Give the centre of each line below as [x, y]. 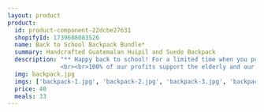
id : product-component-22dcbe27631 [73, 30]
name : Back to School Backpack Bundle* [80, 45]
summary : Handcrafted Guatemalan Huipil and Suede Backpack [115, 52]
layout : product [34, 15]
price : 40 [30, 89]
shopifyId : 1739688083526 [57, 37]
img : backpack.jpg [45, 74]
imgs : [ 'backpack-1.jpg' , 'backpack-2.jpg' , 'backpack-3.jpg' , [120, 81]
